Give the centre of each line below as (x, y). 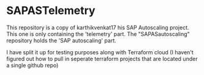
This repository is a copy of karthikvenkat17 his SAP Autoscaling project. (98, 27)
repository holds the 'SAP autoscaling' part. (61, 40)
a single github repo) (32, 65)
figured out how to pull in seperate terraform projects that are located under (102, 59)
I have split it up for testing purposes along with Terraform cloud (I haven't (100, 52)
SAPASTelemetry (51, 11)
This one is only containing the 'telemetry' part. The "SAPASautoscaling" (98, 34)
